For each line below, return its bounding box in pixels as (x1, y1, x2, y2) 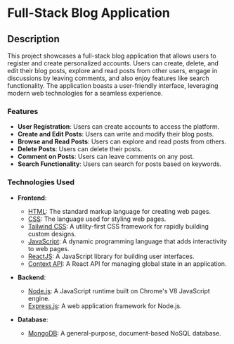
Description (7, 33, 60, 45)
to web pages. (27, 244, 70, 253)
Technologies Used (7, 177, 75, 187)
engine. (27, 294, 51, 302)
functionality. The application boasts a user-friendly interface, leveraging (7, 82, 219, 89)
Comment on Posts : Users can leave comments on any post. (17, 153, 195, 161)
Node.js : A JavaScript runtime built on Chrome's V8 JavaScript (27, 286, 211, 295)
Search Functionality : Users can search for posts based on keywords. (17, 160, 222, 168)
